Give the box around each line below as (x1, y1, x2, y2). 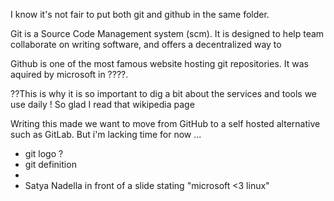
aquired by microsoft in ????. (10, 69, 129, 80)
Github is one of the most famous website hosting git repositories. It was (10, 58, 309, 69)
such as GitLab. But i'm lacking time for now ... (10, 129, 202, 140)
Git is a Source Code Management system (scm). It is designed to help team (10, 28, 325, 39)
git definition (24, 159, 77, 170)
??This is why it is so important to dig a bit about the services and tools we (10, 88, 318, 99)
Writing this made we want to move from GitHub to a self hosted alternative (10, 118, 321, 129)
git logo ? (24, 148, 64, 159)
